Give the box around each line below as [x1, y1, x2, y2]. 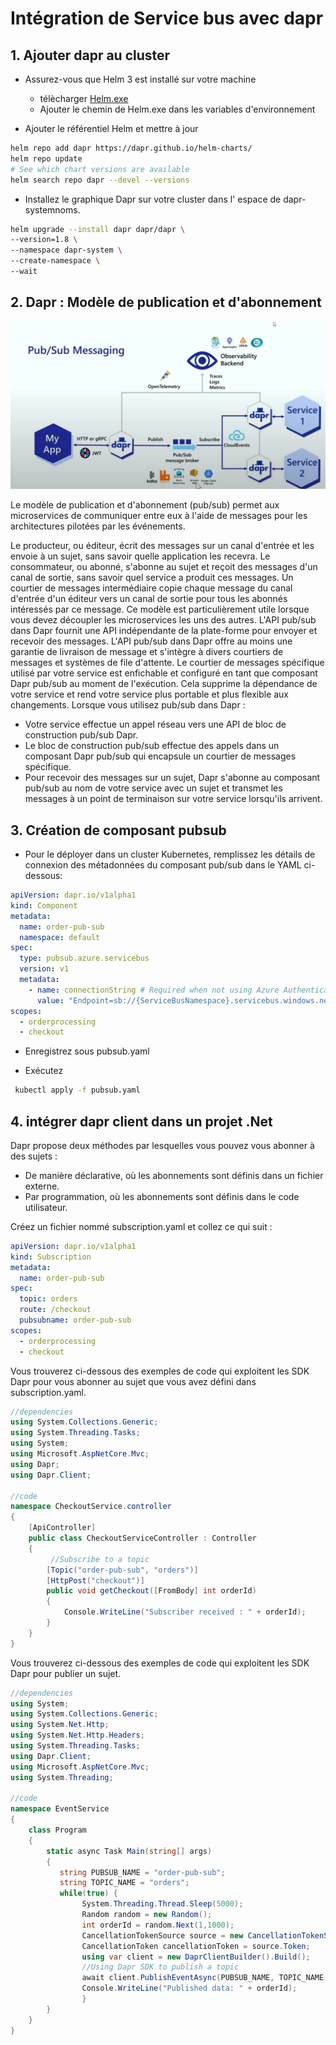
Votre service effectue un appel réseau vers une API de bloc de [24, 718, 287, 731]
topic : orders [19, 1294, 78, 1304]
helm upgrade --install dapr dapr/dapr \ [10, 224, 186, 234]
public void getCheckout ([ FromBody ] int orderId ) [46, 1586, 257, 1596]
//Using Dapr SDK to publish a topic [81, 1962, 240, 1972]
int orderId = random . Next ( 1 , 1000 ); [81, 1920, 235, 1930]
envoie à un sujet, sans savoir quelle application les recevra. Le [10, 550, 271, 562]
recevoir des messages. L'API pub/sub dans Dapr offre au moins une [10, 635, 293, 647]
